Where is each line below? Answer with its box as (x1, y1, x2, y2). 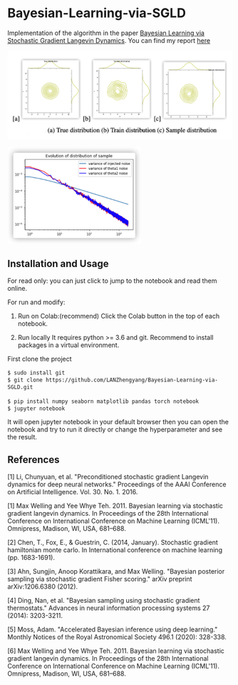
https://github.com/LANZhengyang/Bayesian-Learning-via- (45, 376, 219, 384)
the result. (7, 433, 38, 441)
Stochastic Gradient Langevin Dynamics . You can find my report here (7, 36, 211, 44)
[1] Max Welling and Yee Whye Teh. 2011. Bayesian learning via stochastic (7, 501, 223, 510)
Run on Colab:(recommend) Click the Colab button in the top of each (17, 312, 219, 321)
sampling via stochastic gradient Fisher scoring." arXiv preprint (7, 575, 192, 584)
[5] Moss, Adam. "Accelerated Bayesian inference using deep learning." (7, 625, 218, 634)
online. (7, 284, 27, 293)
